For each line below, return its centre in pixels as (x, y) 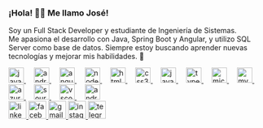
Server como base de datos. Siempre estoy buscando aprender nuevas (128, 48)
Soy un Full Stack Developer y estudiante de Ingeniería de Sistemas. (123, 31)
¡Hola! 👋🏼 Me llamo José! (59, 13)
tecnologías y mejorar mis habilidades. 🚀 (77, 57)
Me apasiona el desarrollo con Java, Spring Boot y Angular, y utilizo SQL (129, 39)
